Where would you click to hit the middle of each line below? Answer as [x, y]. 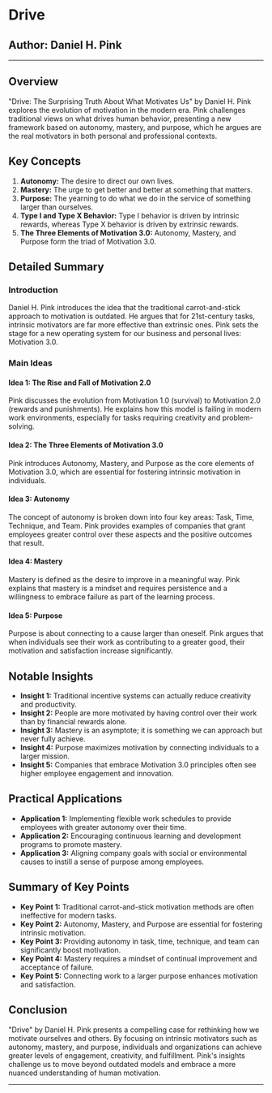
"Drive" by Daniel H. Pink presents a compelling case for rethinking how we [134, 1030]
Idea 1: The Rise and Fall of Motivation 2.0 [80, 382]
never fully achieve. [53, 739]
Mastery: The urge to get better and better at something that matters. [136, 189]
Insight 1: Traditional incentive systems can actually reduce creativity [136, 696]
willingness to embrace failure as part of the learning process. [112, 597]
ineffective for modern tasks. [68, 915]
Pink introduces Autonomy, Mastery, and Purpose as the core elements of [132, 463]
